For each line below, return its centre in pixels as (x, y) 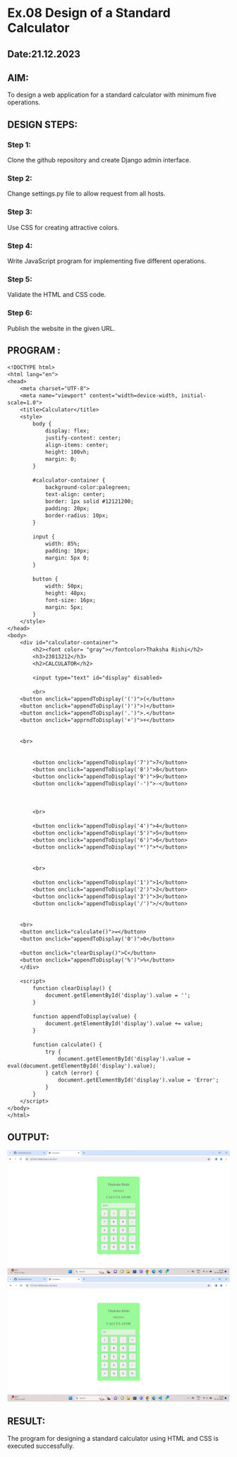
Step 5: (20, 279)
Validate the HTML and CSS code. (57, 295)
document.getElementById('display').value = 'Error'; (138, 1080)
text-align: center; (75, 495)
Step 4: (20, 246)
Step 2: (20, 178)
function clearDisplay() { (72, 989)
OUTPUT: (28, 1137)
